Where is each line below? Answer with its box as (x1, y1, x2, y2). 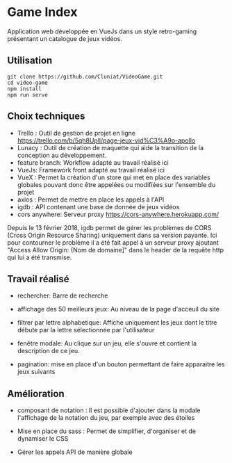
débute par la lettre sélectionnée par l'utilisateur (17, 326, 155, 334)
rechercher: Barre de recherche (17, 291, 108, 300)
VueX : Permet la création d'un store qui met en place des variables (17, 173, 210, 181)
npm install (7, 85, 42, 92)
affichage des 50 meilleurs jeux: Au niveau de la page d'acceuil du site (17, 305, 220, 314)
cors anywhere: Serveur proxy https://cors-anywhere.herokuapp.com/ (17, 210, 219, 218)
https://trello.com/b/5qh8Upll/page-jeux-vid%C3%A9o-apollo (17, 136, 196, 145)
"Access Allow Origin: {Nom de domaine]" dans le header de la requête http (7, 245, 224, 254)
